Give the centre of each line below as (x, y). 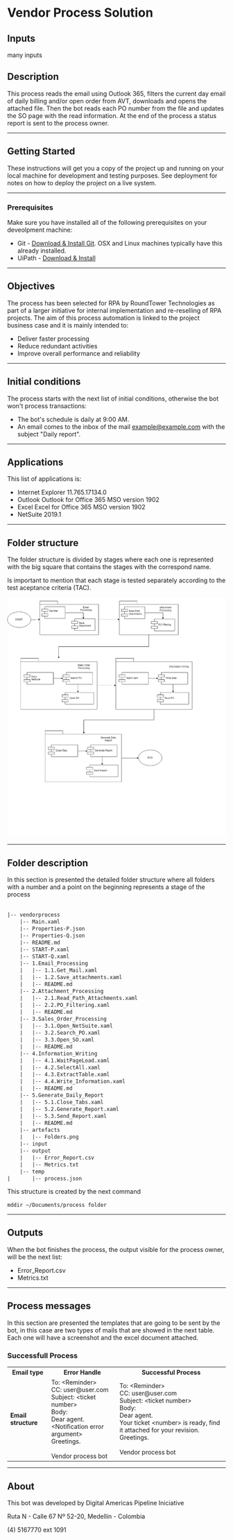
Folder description (48, 863)
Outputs (25, 1233)
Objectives (31, 286)
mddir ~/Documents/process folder (57, 1205)
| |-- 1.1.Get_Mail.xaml (59, 970)
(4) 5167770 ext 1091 (37, 1530)
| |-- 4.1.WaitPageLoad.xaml (65, 1060)
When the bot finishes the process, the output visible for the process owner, (116, 1249)
